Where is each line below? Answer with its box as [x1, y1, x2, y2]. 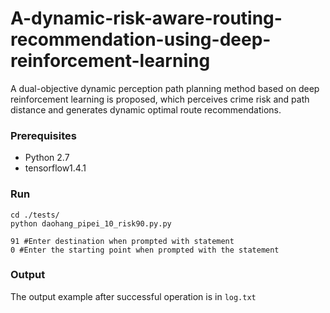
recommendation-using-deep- [10, 28, 272, 51]
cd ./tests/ [10, 210, 60, 220]
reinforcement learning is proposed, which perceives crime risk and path [10, 93, 310, 105]
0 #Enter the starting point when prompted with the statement [10, 245, 280, 255]
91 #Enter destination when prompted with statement [10, 236, 235, 246]
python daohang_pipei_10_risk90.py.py [10, 218, 172, 229]
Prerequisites [10, 128, 77, 142]
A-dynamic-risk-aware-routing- [10, 7, 283, 30]
